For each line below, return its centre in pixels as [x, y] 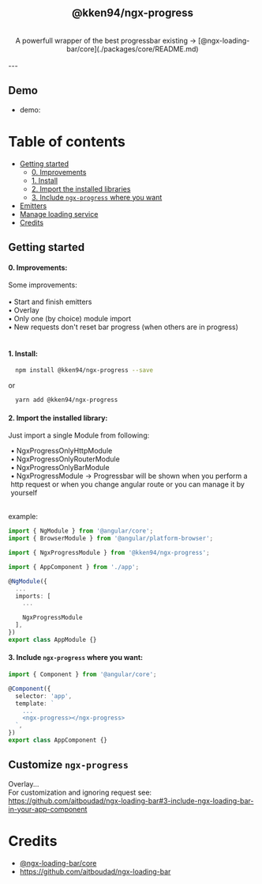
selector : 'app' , [44, 696]
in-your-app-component [48, 809]
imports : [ [33, 596]
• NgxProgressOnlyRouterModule [65, 459]
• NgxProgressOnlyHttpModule [62, 451]
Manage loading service [59, 214]
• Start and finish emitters [50, 302]
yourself [24, 493]
